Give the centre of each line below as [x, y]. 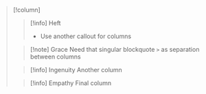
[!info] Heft [45, 23]
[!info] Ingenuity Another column [76, 70]
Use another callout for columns [86, 36]
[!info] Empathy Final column [71, 83]
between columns [55, 57]
